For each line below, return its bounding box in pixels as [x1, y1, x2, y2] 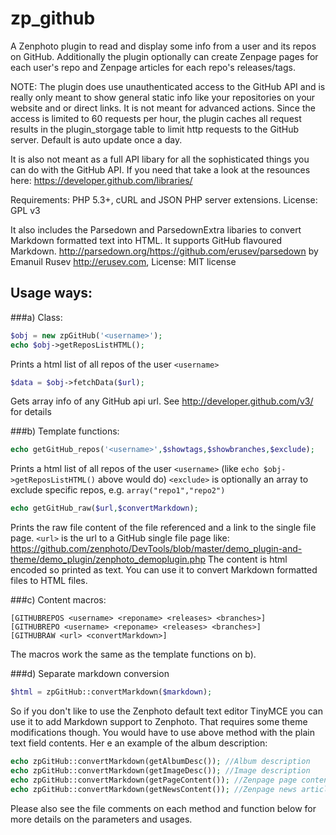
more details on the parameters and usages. [10, 813, 193, 825]
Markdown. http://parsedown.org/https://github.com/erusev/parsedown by [10, 245, 319, 257]
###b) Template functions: [10, 425, 120, 437]
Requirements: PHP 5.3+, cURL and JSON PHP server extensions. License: [10, 193, 318, 206]
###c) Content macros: [10, 594, 107, 606]
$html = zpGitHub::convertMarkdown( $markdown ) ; [10, 687, 213, 697]
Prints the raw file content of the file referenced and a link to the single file [10, 522, 317, 534]
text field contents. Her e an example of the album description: [10, 737, 268, 749]
